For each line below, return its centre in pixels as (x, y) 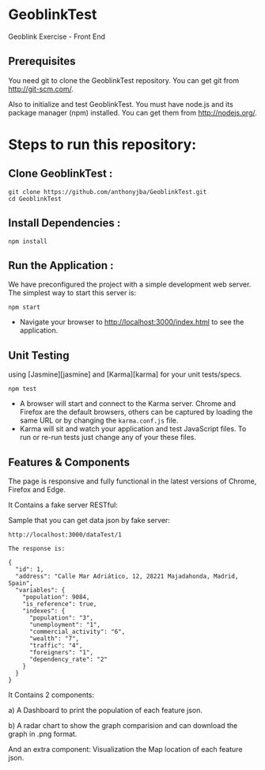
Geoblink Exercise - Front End (57, 36)
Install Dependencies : (64, 223)
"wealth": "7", (54, 639)
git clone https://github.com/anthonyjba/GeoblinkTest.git (108, 192)
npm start (25, 307)
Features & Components (69, 462)
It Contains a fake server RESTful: (63, 505)
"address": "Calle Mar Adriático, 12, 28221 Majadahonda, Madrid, (127, 576)
